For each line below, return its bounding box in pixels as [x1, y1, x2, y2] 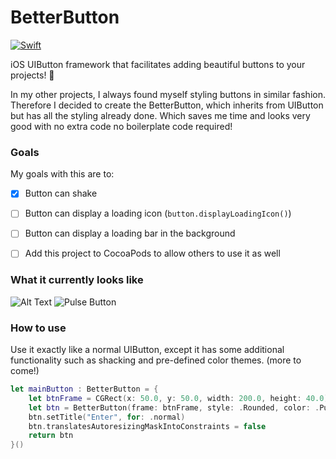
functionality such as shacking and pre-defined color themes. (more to [10, 354, 302, 366]
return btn [28, 431, 74, 441]
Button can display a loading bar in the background [24, 227, 236, 240]
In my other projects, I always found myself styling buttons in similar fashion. [10, 88, 326, 100]
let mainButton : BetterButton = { [10, 384, 159, 395]
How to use [10, 321, 67, 335]
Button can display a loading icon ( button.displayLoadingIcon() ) [24, 207, 292, 220]
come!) [10, 365, 40, 377]
